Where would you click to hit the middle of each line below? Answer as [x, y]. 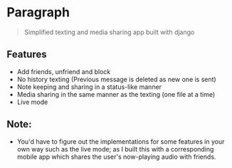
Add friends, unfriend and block [64, 71]
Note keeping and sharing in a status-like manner [89, 87]
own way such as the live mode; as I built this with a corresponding [115, 149]
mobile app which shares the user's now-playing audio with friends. [116, 157]
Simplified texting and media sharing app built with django [109, 32]
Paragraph [38, 12]
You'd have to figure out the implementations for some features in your [121, 141]
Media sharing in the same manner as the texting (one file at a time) [116, 94]
